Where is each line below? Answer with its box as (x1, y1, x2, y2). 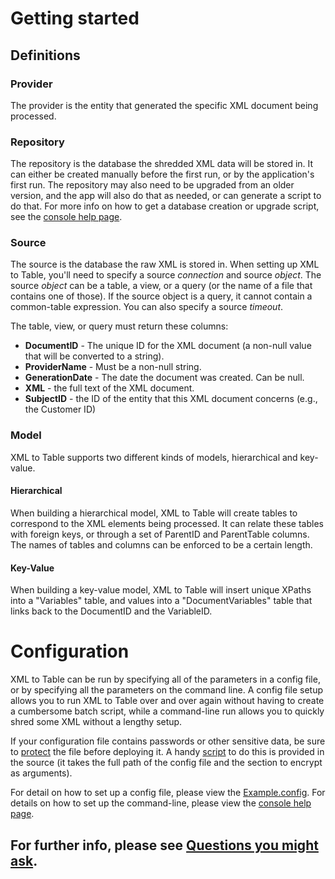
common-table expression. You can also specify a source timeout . (10, 301, 284, 313)
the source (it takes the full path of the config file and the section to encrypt (10, 757, 323, 769)
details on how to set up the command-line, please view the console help (10, 797, 312, 809)
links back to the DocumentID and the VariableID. (10, 605, 213, 617)
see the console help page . (10, 211, 123, 223)
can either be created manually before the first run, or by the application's (10, 168, 315, 181)
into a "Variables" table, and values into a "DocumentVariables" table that (10, 595, 313, 607)
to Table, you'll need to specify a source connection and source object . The (10, 269, 322, 281)
